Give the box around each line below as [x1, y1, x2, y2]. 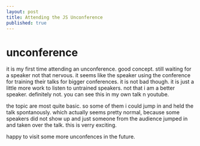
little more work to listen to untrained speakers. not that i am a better [6, 84, 175, 92]
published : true [6, 20, 47, 26]
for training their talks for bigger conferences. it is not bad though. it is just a [6, 78, 195, 86]
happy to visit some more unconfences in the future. [6, 133, 136, 141]
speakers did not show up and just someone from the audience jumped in [6, 115, 188, 123]
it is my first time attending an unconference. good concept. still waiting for [6, 65, 192, 72]
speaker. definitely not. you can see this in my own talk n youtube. [6, 91, 169, 98]
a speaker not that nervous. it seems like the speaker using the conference [6, 72, 190, 79]
